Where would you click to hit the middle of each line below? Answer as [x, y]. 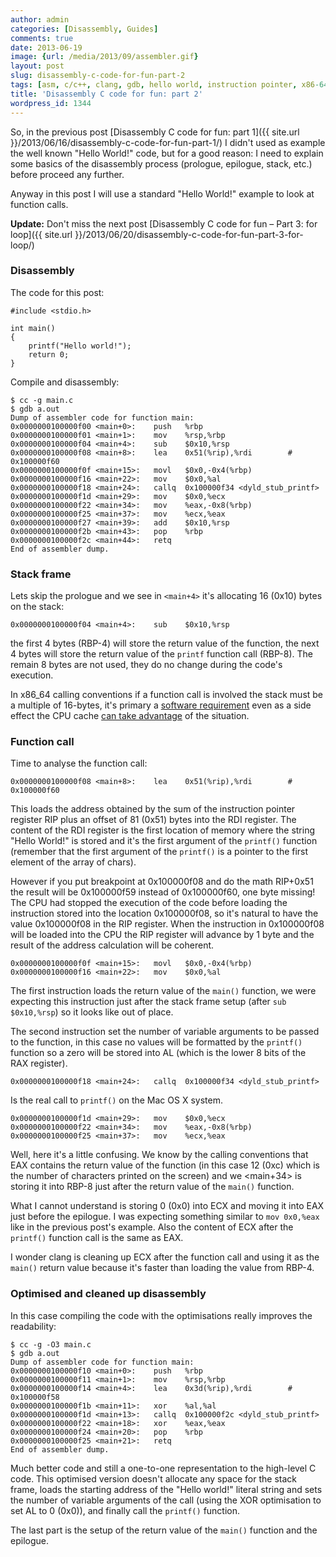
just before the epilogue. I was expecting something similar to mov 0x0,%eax [165, 1217]
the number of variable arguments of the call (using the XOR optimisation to [166, 1500]
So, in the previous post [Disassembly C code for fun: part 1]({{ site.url [155, 132]
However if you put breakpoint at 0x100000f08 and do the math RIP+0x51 [162, 882]
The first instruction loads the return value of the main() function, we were [163, 991]
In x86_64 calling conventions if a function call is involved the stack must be [167, 695]
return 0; [49, 354]
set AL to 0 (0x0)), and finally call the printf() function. [125, 1510]
